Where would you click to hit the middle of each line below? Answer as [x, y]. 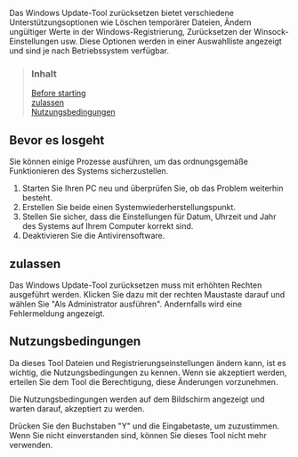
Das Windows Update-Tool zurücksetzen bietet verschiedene [121, 13]
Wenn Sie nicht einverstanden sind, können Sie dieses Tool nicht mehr [138, 435]
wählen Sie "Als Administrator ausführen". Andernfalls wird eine [126, 304]
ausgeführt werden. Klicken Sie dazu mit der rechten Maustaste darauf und [147, 294]
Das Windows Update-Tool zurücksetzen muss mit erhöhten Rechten [136, 285]
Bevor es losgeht [57, 140]
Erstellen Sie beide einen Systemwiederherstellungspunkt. [129, 208]
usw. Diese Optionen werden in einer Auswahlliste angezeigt [171, 41]
